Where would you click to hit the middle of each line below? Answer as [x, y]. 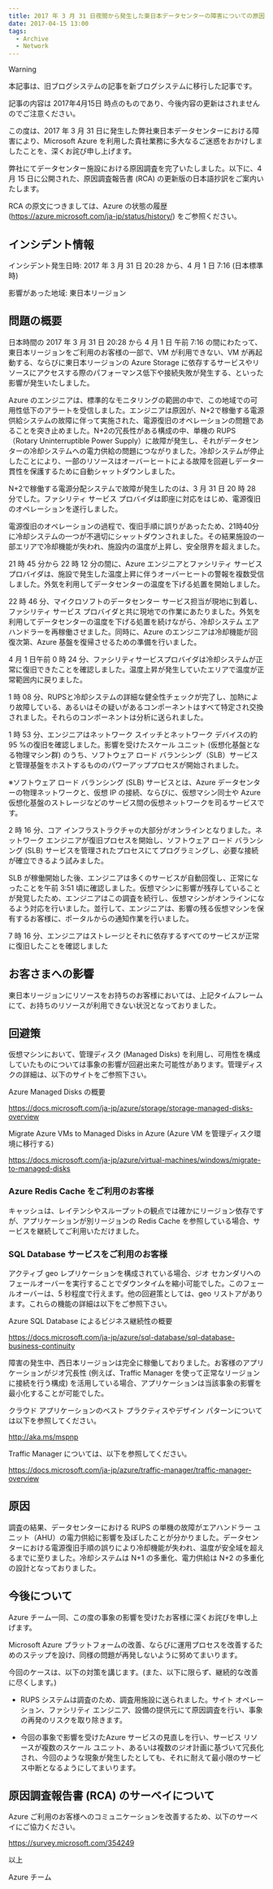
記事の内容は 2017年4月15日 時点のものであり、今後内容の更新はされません [134, 103]
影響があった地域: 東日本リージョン [67, 293]
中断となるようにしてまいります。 [84, 1767]
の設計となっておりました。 [54, 1568]
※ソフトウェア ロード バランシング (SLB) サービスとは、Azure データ [124, 782]
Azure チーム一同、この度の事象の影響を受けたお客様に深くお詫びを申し [130, 1617]
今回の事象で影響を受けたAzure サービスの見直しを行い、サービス [131, 1737]
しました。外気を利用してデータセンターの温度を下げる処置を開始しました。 [136, 584]
